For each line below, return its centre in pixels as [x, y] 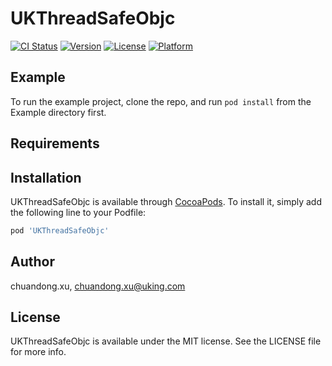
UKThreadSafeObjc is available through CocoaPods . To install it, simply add [166, 201]
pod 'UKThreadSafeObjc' [60, 230]
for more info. [38, 352]
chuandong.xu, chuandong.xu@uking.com [98, 286]
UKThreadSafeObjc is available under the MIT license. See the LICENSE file [166, 341]
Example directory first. [58, 112]
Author [32, 262]
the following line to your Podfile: [78, 212]
